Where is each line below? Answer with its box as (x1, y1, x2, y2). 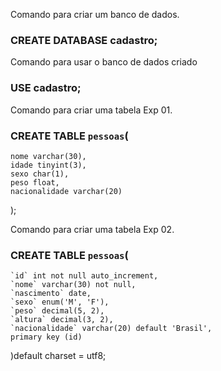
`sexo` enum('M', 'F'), (10, 297, 110, 308)
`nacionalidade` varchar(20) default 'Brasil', (10, 324, 213, 334)
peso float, (10, 177, 60, 188)
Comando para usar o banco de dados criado (10, 56, 198, 68)
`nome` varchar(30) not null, (10, 280, 137, 290)
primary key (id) (10, 332, 83, 343)
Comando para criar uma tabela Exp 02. (10, 223, 175, 235)
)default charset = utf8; (10, 350, 107, 362)
